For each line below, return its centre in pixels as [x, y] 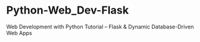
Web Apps [19, 33]
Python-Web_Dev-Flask [67, 10]
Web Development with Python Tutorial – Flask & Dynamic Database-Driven [100, 27]
